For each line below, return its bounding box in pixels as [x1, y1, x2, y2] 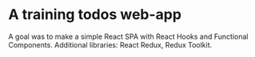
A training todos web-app [8, 6, 182, 24]
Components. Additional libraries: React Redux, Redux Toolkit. [8, 40, 213, 49]
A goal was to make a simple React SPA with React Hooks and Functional [8, 32, 249, 41]
